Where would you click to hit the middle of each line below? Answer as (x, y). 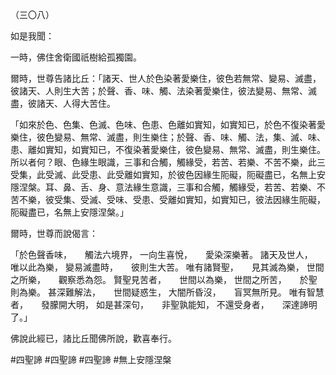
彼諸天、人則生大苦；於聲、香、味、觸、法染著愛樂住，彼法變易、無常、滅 (163, 91)
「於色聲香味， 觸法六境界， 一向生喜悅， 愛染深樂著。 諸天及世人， (159, 254)
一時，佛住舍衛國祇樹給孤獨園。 (76, 57)
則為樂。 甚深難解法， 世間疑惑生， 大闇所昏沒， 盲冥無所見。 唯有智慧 (167, 292)
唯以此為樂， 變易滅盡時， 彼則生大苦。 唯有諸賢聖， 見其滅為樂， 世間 (167, 267)
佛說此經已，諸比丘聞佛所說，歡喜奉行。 (93, 338)
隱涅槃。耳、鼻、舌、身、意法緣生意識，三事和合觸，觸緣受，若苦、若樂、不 (168, 187)
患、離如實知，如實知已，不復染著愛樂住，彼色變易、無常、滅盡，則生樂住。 (168, 149)
